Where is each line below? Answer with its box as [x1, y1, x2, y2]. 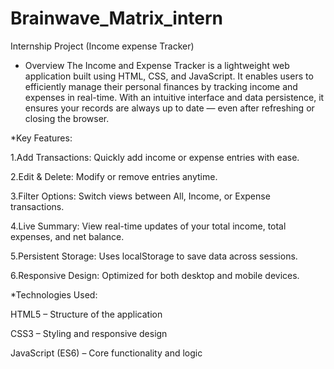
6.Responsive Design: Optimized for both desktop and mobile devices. [10, 269, 300, 281]
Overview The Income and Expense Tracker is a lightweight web [24, 59, 290, 71]
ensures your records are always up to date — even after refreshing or [24, 102, 315, 114]
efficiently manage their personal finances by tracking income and [24, 80, 298, 92]
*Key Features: [10, 132, 73, 144]
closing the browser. [24, 112, 110, 124]
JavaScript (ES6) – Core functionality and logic [10, 347, 203, 359]
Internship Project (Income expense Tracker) [10, 40, 195, 52]
